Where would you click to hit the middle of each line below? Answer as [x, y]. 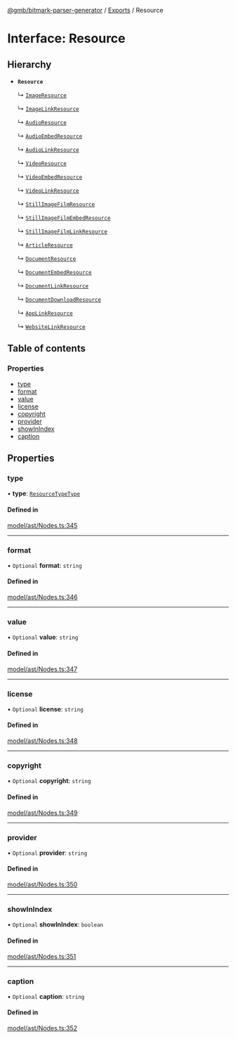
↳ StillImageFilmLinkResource [62, 231]
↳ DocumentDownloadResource [59, 299]
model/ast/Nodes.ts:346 [43, 598]
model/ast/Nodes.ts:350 [42, 884]
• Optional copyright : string [49, 781]
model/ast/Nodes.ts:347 [42, 669]
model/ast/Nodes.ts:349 [43, 813]
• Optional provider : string [47, 853]
